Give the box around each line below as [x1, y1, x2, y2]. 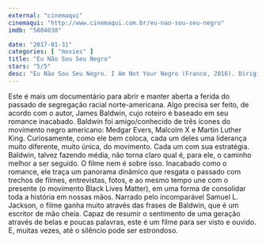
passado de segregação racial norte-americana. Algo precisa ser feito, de [8, 99, 249, 109]
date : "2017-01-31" [8, 40, 73, 48]
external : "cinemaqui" [8, 11, 83, 20]
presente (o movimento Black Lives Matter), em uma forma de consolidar [8, 183, 247, 193]
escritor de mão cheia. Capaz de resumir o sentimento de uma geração [8, 208, 241, 218]
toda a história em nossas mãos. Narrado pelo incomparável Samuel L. [8, 192, 239, 201]
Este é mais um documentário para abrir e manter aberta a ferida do [8, 92, 230, 101]
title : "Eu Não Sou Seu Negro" [8, 55, 112, 63]
